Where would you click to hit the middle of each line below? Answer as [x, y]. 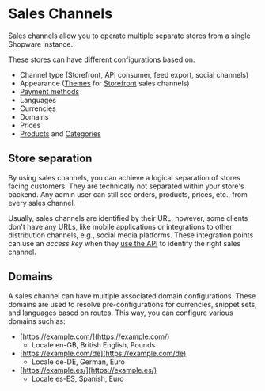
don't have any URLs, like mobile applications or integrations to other [121, 226]
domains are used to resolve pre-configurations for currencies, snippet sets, [132, 304]
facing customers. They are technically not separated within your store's [126, 186]
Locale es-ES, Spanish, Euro [78, 378]
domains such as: [37, 321]
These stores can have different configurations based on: [102, 59]
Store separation [50, 159]
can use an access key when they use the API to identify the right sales [125, 243]
